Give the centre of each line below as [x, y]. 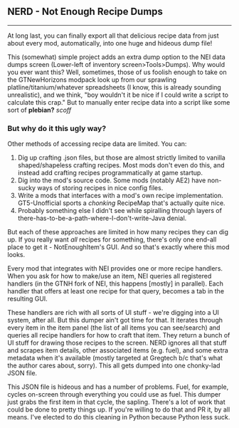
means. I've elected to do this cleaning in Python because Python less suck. [119, 417]
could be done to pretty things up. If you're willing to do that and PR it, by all [119, 409]
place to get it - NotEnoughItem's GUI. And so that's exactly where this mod [118, 247]
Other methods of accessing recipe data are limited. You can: [97, 144]
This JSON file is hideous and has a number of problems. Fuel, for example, [118, 387]
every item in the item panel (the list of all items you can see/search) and [114, 328]
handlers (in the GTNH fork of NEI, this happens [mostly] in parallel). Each [116, 283]
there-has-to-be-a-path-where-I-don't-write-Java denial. [102, 218]
